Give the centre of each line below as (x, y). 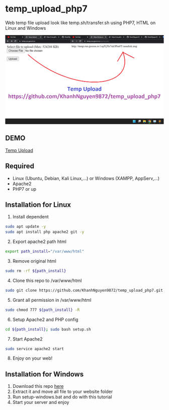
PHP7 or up (24, 189)
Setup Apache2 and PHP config (46, 319)
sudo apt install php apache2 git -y (45, 232)
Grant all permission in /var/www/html (52, 300)
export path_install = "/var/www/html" (45, 252)
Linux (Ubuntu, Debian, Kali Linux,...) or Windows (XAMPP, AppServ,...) (86, 178)
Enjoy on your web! (32, 358)
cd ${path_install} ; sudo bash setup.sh (48, 329)
